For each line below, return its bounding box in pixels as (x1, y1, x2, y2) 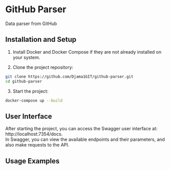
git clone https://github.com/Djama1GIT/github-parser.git (5, 74, 134, 79)
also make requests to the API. (5, 142, 70, 148)
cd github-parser (5, 79, 42, 84)
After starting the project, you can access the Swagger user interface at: (5, 126, 158, 132)
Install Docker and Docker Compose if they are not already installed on (12, 48, 162, 55)
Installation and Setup (5, 35, 77, 44)
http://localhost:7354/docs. (5, 131, 63, 137)
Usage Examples (5, 157, 60, 165)
